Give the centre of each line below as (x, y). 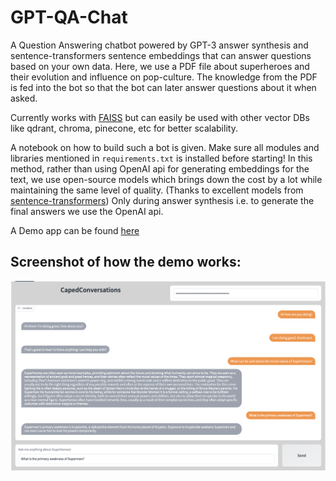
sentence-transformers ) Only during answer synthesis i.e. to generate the (162, 200)
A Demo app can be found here (75, 230)
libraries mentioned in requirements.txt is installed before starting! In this (161, 158)
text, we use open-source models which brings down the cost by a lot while (166, 179)
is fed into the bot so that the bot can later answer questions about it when (163, 87)
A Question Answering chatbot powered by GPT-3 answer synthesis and (159, 45)
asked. (24, 98)
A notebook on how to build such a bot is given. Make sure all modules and (165, 147)
